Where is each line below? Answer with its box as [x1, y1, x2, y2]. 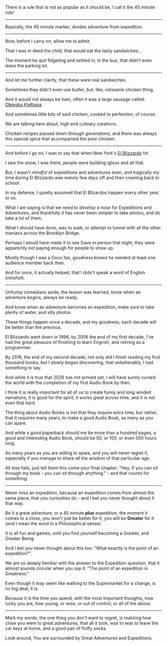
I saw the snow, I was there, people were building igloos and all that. [5, 160, 145, 166]
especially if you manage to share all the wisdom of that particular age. [5, 455, 151, 461]
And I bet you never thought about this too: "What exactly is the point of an [5, 545, 159, 551]
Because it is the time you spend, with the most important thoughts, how [5, 595, 154, 601]
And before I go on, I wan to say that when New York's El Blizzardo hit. [5, 150, 150, 156]
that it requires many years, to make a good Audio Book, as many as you [5, 415, 154, 421]
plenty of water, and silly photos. [5, 310, 72, 315]
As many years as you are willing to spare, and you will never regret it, [5, 450, 149, 456]
